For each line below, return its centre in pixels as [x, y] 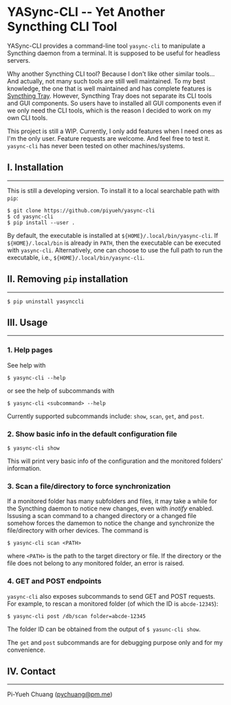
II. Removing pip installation [68, 279]
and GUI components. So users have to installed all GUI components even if [114, 103]
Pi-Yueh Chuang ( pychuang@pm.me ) [60, 695]
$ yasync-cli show [33, 448]
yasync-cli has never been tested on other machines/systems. [96, 146]
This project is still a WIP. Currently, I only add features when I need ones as [115, 131]
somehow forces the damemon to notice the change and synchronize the [111, 523]
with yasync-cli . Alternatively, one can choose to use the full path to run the [115, 250]
